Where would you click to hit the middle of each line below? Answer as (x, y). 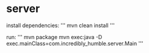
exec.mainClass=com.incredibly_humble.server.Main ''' (75, 43)
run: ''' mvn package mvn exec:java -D (54, 37)
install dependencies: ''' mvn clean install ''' (61, 25)
